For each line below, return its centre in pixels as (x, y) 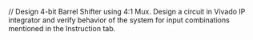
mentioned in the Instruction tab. (62, 28)
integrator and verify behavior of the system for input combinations (119, 20)
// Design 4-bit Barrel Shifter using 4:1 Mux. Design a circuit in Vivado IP (127, 12)
